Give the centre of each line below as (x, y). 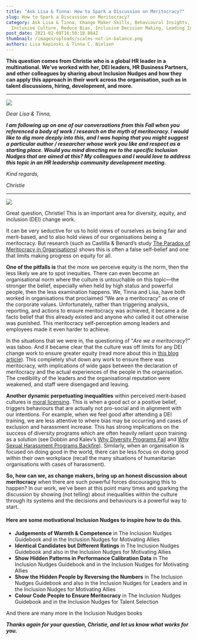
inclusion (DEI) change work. (41, 219)
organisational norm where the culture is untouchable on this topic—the (93, 279)
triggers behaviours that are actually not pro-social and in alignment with (94, 408)
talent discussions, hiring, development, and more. (69, 86)
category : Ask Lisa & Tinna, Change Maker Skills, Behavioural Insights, (98, 22)
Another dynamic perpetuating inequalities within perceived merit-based (96, 395)
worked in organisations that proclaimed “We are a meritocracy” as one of (95, 298)
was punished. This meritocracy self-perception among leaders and (88, 323)
